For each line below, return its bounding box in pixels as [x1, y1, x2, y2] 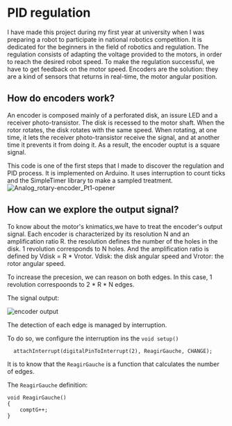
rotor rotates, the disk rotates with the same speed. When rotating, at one [7, 125, 217, 134]
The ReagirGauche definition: [7, 381, 88, 389]
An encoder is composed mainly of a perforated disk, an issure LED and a [7, 111, 218, 119]
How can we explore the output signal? [7, 204, 179, 216]
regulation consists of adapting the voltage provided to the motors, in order [7, 50, 222, 58]
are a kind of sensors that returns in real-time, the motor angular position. [7, 72, 217, 81]
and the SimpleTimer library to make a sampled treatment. [7, 176, 174, 184]
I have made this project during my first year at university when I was [7, 28, 205, 36]
